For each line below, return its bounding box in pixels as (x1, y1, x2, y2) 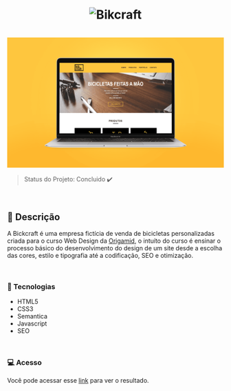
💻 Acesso (7, 358, 43, 368)
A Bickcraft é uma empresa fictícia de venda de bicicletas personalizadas (7, 229, 215, 237)
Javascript (16, 319, 47, 328)
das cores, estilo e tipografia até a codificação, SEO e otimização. (7, 251, 194, 259)
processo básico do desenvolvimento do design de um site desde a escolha (7, 243, 223, 252)
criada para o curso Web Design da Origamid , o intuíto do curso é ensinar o (7, 237, 221, 245)
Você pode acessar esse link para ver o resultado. (7, 376, 149, 384)
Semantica (16, 312, 48, 321)
